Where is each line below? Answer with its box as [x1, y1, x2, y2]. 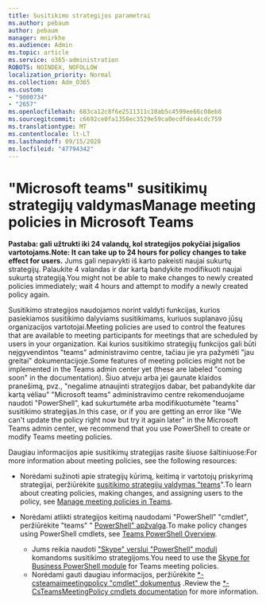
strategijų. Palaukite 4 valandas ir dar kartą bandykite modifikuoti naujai [8, 264, 242, 275]
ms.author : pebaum [8, 19, 69, 27]
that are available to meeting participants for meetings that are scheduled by [8, 331, 258, 341]
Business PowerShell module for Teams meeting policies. [31, 562, 219, 571]
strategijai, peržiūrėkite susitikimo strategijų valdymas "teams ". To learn [19, 480, 253, 489]
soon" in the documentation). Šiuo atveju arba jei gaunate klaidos [8, 373, 222, 383]
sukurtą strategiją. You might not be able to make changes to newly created [8, 273, 253, 283]
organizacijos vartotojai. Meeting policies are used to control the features [8, 322, 245, 332]
